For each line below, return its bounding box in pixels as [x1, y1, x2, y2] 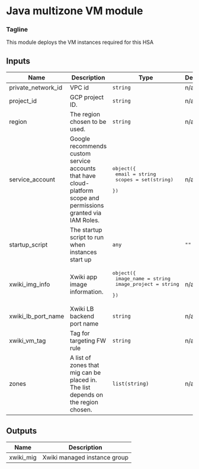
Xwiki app [70, 273, 98, 281]
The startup [70, 226, 102, 234]
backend [70, 312, 95, 321]
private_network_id [9, 84, 63, 92]
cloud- [70, 179, 90, 187]
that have [70, 172, 96, 180]
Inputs [6, 56, 31, 66]
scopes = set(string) [115, 176, 174, 183]
